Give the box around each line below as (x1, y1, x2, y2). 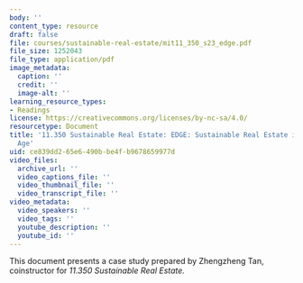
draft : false (9, 30, 59, 39)
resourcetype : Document (9, 123, 99, 132)
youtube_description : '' (17, 223, 111, 232)
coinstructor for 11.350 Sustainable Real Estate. (9, 265, 185, 276)
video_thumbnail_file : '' (17, 181, 115, 190)
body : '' (9, 13, 42, 23)
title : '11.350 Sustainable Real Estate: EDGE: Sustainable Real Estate (9, 131, 289, 140)
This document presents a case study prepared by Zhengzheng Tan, (9, 256, 264, 267)
